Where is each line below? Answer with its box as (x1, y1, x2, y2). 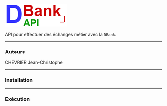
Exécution (5, 95, 30, 102)
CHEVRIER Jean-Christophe (5, 59, 63, 66)
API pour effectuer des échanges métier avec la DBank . (5, 32, 117, 37)
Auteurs (5, 48, 25, 55)
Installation (5, 77, 33, 84)
